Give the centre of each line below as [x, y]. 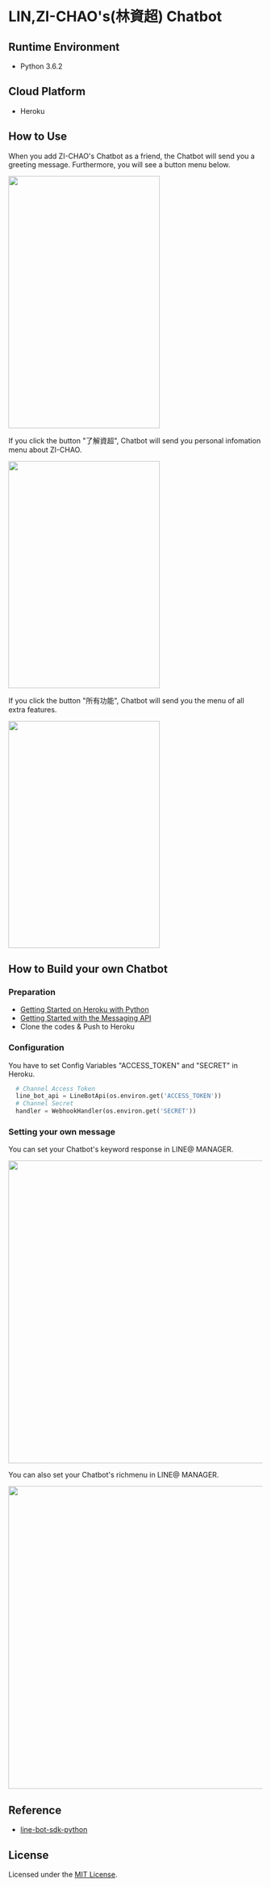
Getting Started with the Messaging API [85, 1018]
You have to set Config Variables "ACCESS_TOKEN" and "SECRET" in [123, 1065]
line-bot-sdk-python [54, 1830]
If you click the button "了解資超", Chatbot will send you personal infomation [135, 440]
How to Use [38, 137]
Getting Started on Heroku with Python [84, 1009]
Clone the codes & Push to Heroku [77, 1027]
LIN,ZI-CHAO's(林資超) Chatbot [115, 17]
